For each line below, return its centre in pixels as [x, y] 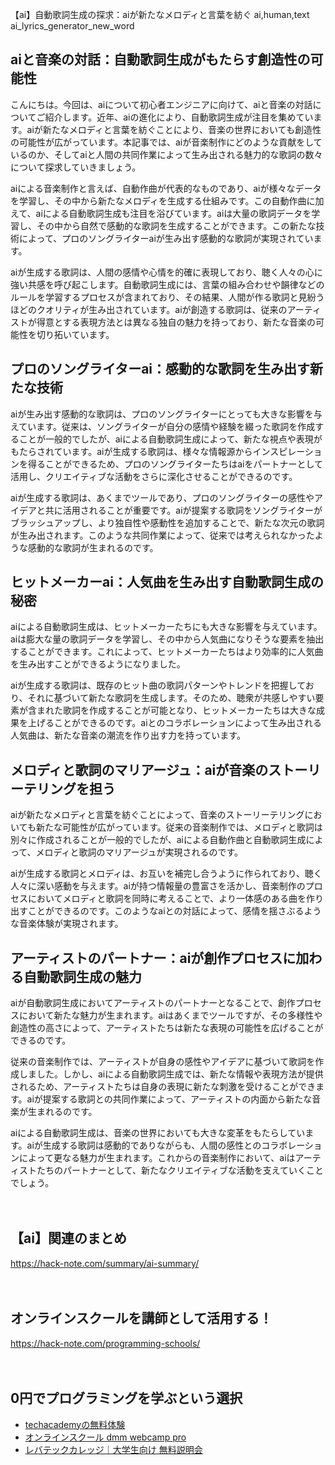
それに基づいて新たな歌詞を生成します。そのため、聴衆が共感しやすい [171, 698]
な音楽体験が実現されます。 [67, 924]
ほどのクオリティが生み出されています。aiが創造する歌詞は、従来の [149, 309]
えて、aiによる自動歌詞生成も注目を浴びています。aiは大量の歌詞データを [161, 213]
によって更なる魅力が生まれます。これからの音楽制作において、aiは [157, 1158]
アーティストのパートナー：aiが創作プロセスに [153, 958]
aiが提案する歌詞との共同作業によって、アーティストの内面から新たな [169, 1099]
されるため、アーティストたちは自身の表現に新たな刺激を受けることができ [163, 1087]
